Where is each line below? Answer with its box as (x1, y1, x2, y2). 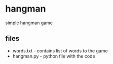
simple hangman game (5, 20, 53, 26)
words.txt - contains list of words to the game (12, 47, 108, 53)
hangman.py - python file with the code (12, 53, 95, 59)
